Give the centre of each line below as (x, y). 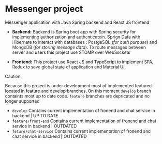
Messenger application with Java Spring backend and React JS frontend (77, 22)
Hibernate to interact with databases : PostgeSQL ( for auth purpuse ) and (84, 42)
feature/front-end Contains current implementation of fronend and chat (84, 121)
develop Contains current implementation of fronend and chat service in (84, 111)
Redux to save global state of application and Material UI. (69, 67)
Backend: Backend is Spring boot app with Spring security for (74, 32)
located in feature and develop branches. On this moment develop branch (78, 91)
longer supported (22, 101)
